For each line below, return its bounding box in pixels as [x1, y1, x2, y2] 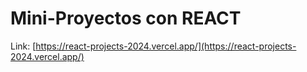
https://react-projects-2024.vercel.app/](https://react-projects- [35, 40, 297, 52]
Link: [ [10, 40, 37, 52]
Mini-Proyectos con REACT [10, 7, 242, 30]
